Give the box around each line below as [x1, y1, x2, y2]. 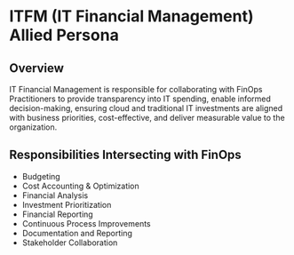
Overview [9, 60, 65, 76]
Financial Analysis [21, 189, 89, 201]
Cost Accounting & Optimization [21, 180, 139, 191]
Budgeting [21, 171, 60, 181]
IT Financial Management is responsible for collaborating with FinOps [9, 84, 263, 94]
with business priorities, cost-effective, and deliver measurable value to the [9, 113, 286, 123]
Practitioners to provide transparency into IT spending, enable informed [9, 93, 271, 104]
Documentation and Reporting [21, 227, 133, 238]
